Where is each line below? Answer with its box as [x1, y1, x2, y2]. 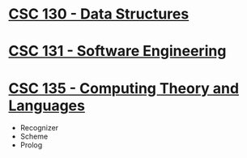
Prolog [19, 140, 43, 150]
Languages [8, 96, 85, 114]
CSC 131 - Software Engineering [8, 42, 227, 61]
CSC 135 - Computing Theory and [8, 79, 240, 97]
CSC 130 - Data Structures [8, 5, 190, 23]
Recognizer [19, 123, 59, 133]
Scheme [19, 131, 49, 142]
